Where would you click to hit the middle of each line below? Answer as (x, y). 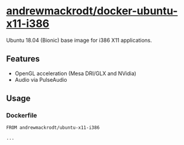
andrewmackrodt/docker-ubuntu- (92, 11)
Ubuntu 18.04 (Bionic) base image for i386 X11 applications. (79, 40)
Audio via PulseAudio (41, 79)
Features (23, 59)
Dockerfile (22, 116)
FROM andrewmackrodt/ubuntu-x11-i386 (53, 128)
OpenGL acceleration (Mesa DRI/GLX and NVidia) (76, 73)
